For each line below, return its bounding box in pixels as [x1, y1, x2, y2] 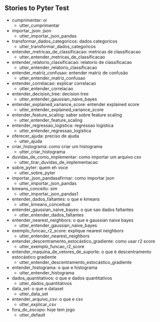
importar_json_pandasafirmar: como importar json [11, 175, 114, 181]
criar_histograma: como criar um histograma [11, 143, 103, 149]
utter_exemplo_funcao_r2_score [19, 243, 85, 249]
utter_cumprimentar [19, 22, 60, 28]
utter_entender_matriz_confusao [19, 75, 86, 81]
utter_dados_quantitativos [19, 280, 72, 286]
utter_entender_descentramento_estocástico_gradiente [19, 259, 132, 265]
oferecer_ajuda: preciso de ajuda [11, 133, 79, 139]
